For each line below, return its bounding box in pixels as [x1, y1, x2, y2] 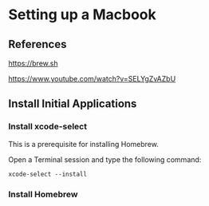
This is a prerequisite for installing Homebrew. [8, 139, 160, 149]
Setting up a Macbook [8, 6, 157, 24]
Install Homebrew [8, 188, 78, 200]
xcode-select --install [8, 170, 88, 178]
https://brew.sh [8, 58, 58, 68]
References [8, 38, 67, 51]
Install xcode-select [8, 121, 88, 133]
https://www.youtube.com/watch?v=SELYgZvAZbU [8, 74, 176, 83]
